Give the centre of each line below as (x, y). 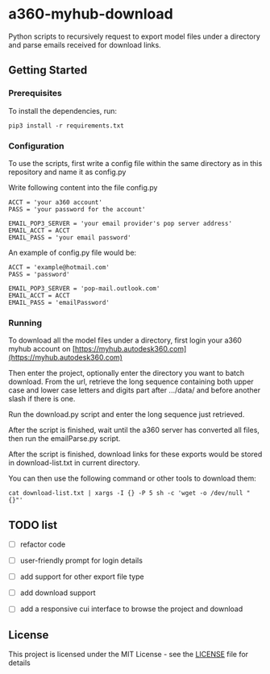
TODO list (33, 525)
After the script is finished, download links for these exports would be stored (135, 454)
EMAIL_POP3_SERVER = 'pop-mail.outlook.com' (84, 288)
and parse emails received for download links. (85, 44)
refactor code (43, 544)
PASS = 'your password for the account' (77, 209)
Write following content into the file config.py (83, 187)
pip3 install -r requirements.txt (66, 126)
